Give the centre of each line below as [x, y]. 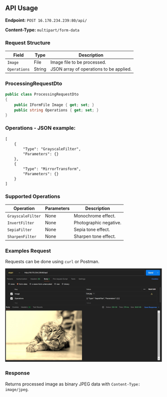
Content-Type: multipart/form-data [42, 30]
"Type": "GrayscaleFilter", [52, 149]
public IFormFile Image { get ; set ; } [54, 105]
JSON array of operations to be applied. [91, 69]
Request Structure [28, 43]
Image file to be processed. [78, 62]
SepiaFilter [20, 230]
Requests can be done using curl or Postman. [52, 262]
